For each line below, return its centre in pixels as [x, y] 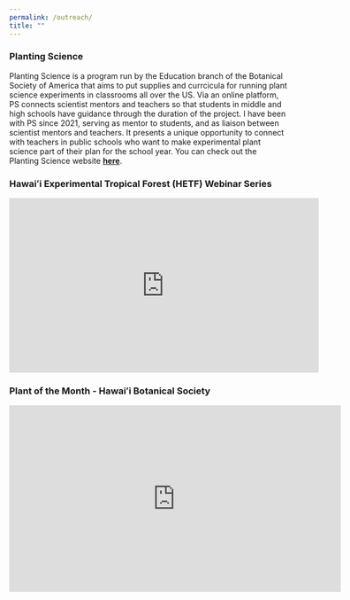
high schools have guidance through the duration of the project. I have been [148, 113]
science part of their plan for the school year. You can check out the [133, 151]
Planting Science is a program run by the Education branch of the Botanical [146, 75]
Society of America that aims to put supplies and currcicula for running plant [148, 85]
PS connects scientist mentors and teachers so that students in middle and [145, 104]
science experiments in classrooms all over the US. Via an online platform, [144, 95]
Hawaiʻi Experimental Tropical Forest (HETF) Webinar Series [141, 183]
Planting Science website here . [66, 160]
